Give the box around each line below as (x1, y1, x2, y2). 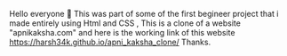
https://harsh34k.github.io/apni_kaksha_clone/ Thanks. (9, 36, 211, 47)
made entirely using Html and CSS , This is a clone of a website (9, 18, 242, 28)
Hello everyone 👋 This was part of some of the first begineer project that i (9, 9, 279, 19)
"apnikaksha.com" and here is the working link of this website (9, 28, 235, 37)
